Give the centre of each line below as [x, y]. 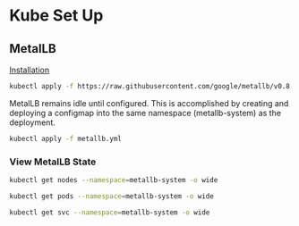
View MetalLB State [53, 162]
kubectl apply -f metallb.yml [66, 138]
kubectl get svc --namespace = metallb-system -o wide [110, 212]
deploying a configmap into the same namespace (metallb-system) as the [145, 113]
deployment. [32, 122]
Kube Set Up [56, 16]
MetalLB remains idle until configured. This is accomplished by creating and [149, 103]
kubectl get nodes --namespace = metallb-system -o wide [114, 180]
